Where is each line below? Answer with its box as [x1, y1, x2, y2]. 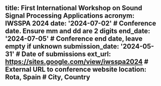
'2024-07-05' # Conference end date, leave [5, 34, 143, 43]
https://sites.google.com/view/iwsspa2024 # [5, 57, 149, 66]
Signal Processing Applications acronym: [5, 12, 134, 20]
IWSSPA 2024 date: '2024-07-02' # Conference [5, 19, 157, 28]
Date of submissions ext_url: [21, 50, 111, 58]
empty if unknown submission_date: [5, 42, 120, 51]
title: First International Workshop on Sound [5, 4, 142, 12]
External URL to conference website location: [5, 65, 147, 74]
